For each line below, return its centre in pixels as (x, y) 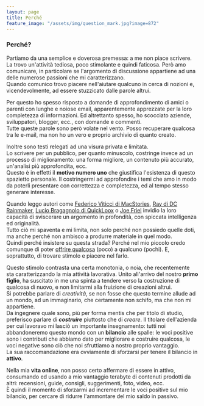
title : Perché (24, 18)
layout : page (23, 12)
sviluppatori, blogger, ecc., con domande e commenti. (74, 121)
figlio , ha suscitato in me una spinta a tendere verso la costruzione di (93, 280)
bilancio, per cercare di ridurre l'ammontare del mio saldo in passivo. (92, 396)
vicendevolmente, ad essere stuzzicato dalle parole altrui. (79, 90)
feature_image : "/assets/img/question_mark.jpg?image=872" (83, 23)
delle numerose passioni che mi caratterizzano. (66, 78)
